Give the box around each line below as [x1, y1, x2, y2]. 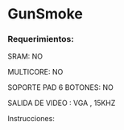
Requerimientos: [7, 34, 74, 45]
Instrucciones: [7, 114, 56, 124]
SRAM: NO [7, 51, 43, 61]
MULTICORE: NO [7, 67, 64, 77]
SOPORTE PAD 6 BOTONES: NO [7, 83, 114, 92]
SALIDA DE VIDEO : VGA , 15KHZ [7, 98, 116, 108]
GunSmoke [7, 5, 84, 23]
